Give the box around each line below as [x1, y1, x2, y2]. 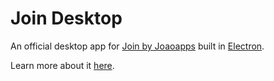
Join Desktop [10, 7, 123, 30]
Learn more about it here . [10, 59, 115, 71]
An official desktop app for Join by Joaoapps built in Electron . [10, 40, 265, 52]
